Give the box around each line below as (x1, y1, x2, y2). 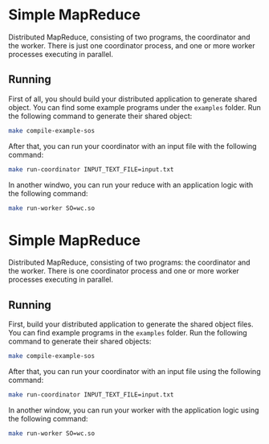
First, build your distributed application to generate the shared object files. (8, 319, 254, 329)
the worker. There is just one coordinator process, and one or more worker (8, 40, 255, 50)
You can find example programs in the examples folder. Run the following (8, 328, 247, 338)
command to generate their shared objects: (8, 336, 152, 347)
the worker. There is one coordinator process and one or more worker (8, 266, 239, 276)
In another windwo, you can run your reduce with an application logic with (8, 179, 254, 190)
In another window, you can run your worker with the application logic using (8, 405, 259, 415)
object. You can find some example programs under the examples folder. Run (8, 102, 261, 112)
